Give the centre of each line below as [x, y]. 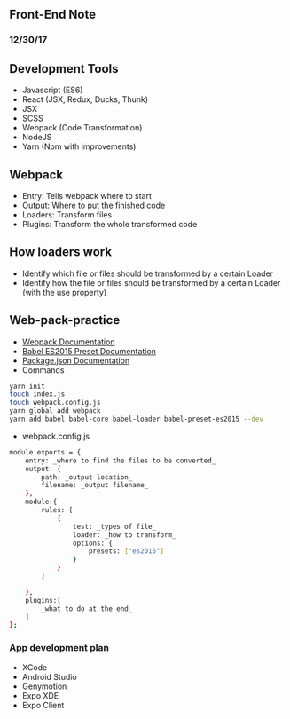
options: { [93, 543]
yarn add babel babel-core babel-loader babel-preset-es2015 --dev [137, 419]
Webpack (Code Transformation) [82, 128]
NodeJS [37, 138]
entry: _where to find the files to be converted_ [121, 461]
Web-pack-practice [65, 320]
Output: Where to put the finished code [94, 205]
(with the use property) [64, 292]
